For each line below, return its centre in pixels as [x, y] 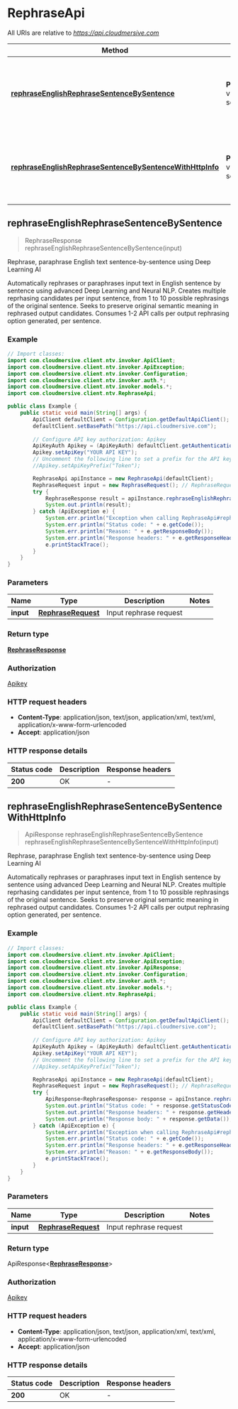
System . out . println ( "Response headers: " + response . [126, 1112]
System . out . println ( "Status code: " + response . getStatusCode [139, 1106]
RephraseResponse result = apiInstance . [106, 499]
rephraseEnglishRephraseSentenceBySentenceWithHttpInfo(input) [121, 842]
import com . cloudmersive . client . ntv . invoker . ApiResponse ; [95, 968]
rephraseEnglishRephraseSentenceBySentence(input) [103, 248]
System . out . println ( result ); [88, 505]
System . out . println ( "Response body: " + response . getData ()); [139, 1119]
